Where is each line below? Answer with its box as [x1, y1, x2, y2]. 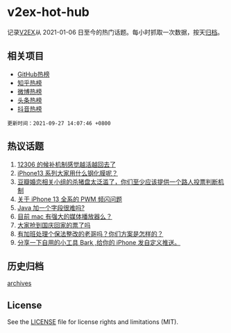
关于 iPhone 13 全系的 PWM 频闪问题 [17, 195, 123, 203]
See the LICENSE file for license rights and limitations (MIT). [7, 318, 179, 326]
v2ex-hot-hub [7, 4, 90, 20]
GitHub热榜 [17, 70, 50, 78]
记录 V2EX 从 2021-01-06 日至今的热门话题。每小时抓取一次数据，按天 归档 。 [7, 28, 224, 36]
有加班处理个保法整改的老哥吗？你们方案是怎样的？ [17, 230, 164, 238]
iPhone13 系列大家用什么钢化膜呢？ [17, 169, 119, 177]
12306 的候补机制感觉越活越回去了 [17, 160, 117, 169]
